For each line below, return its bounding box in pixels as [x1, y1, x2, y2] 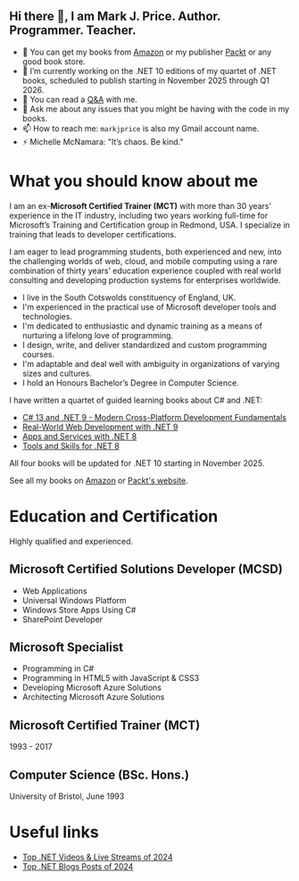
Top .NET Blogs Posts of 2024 [21, 860, 134, 871]
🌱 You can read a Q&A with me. [21, 94, 138, 104]
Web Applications [21, 586, 87, 596]
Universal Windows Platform [21, 594, 127, 605]
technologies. [21, 311, 73, 321]
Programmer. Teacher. [9, 23, 137, 38]
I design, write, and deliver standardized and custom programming [21, 339, 268, 350]
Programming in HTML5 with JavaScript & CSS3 [21, 673, 200, 684]
